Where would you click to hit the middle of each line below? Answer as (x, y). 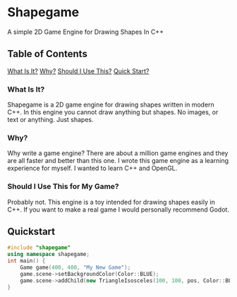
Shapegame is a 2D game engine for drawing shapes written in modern (111, 105)
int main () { (26, 261)
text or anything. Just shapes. (50, 120)
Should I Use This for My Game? (63, 186)
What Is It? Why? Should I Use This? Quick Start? (78, 71)
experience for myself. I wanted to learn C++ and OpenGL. (92, 168)
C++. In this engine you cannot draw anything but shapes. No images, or (113, 112)
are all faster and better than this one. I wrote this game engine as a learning (118, 161)
